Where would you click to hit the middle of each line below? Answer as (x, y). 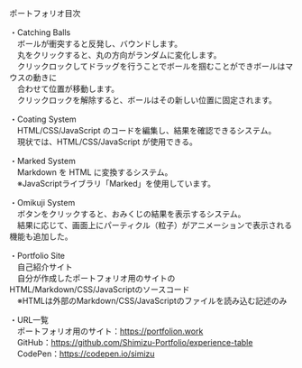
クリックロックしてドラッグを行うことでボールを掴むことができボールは (151, 66)
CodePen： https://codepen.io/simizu (86, 354)
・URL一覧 (29, 320)
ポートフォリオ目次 (45, 13)
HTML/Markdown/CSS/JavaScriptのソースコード (100, 290)
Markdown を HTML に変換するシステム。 (95, 172)
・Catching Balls (40, 32)
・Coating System (43, 119)
